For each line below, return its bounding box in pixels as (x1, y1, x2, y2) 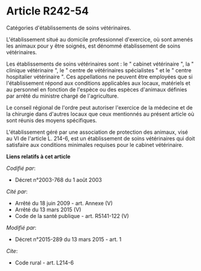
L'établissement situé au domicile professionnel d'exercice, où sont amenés (6, 36, 193, 43)
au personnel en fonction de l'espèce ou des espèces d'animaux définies (6, 86, 187, 93)
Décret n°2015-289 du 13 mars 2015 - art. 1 (14, 235, 122, 243)
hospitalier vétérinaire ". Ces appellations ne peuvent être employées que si (6, 73, 193, 80)
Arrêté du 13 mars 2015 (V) (14, 206, 82, 213)
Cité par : (6, 188, 28, 195)
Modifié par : (6, 224, 37, 231)
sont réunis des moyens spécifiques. (6, 116, 97, 124)
